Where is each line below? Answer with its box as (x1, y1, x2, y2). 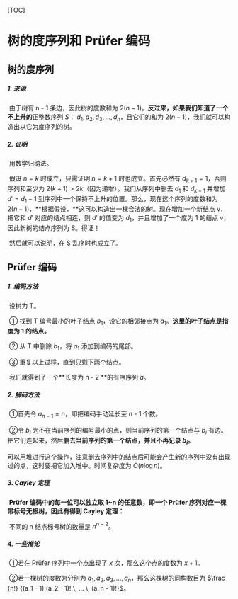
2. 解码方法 (7, 391, 40, 399)
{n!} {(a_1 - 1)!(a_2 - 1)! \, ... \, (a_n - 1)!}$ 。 (7, 584, 130, 593)
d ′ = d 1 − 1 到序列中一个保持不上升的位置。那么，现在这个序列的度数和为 (7, 194, 218, 205)
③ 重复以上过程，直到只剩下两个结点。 (8, 358, 125, 367)
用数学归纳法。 (8, 159, 53, 168)
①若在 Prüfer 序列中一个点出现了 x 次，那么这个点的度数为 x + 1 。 (8, 559, 204, 567)
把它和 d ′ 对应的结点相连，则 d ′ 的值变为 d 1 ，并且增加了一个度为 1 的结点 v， (7, 213, 230, 224)
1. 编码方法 (7, 283, 39, 291)
